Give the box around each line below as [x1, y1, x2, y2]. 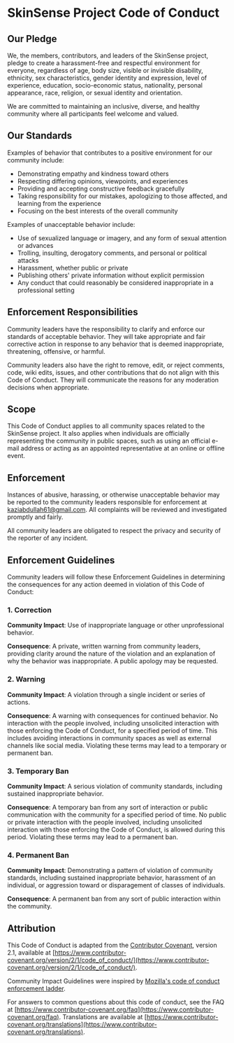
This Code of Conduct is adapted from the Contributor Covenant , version [7, 941, 218, 950]
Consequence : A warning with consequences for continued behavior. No [7, 711, 219, 719]
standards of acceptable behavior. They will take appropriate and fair [7, 332, 206, 340]
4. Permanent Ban [7, 850, 70, 859]
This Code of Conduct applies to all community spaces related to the [7, 422, 205, 430]
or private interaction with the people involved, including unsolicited [7, 817, 203, 826]
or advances [17, 241, 54, 249]
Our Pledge [7, 33, 57, 45]
